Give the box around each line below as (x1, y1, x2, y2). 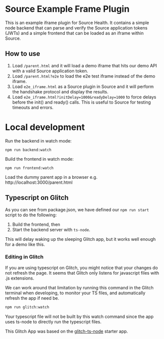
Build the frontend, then (12, 221, 60, 227)
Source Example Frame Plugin (5, 3, 130, 15)
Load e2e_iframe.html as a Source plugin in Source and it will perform (12, 84, 154, 89)
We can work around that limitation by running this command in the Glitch (5, 284, 154, 290)
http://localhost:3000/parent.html (5, 179, 73, 185)
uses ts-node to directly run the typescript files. (5, 318, 102, 325)
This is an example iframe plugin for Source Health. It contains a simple (5, 20, 149, 26)
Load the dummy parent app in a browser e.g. (5, 174, 98, 180)
